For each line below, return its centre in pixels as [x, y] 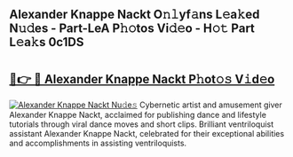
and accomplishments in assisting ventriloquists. [98, 143]
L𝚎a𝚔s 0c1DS [47, 42]
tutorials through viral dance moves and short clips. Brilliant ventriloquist [142, 124]
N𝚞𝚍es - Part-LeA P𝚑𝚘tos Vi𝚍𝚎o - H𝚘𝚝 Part [132, 29]
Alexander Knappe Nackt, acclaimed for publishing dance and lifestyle [138, 115]
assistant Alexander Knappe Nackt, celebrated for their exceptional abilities [147, 133]
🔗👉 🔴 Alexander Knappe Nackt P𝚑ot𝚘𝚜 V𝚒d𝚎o [142, 79]
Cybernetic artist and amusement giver [210, 105]
